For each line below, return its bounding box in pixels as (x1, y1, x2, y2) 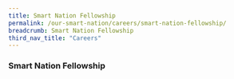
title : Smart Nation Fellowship (8, 11, 116, 20)
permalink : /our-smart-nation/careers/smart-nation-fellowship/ (8, 19, 227, 27)
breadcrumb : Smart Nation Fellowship (8, 26, 134, 34)
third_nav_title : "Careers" (8, 34, 102, 42)
